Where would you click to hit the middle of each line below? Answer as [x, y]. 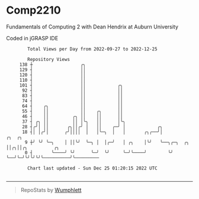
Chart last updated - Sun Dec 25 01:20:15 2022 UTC [93, 168]
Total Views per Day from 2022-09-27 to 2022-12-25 [93, 49]
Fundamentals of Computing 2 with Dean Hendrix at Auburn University [92, 27]
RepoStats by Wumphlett [51, 190]
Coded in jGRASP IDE [32, 38]
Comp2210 [33, 10]
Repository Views [49, 59]
